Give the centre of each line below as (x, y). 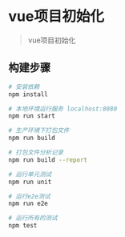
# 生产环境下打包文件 (39, 131)
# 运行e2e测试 (29, 196)
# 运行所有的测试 (33, 218)
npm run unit (30, 182)
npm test (23, 226)
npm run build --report (48, 160)
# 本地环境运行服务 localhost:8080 (63, 109)
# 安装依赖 (24, 86)
